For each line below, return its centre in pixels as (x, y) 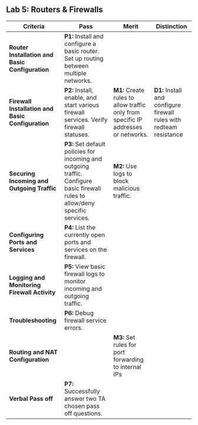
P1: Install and (84, 36)
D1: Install (168, 90)
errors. (74, 328)
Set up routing (84, 58)
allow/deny (80, 203)
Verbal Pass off (31, 398)
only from (126, 112)
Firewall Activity (32, 292)
